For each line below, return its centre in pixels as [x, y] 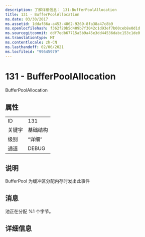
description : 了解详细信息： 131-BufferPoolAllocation [61, 10]
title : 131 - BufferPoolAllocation [42, 14]
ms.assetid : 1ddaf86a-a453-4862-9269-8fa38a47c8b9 [59, 24]
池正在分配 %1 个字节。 [29, 211]
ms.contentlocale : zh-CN [31, 42]
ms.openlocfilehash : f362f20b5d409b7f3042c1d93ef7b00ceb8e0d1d [73, 28]
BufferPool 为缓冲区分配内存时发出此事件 [48, 181]
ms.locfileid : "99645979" [32, 51]
